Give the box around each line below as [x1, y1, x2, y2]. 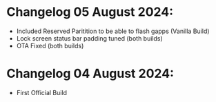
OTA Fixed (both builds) [16, 41, 84, 50]
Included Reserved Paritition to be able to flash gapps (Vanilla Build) [16, 27, 210, 35]
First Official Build [16, 88, 67, 96]
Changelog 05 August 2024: [6, 4, 174, 20]
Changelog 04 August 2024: [6, 66, 174, 81]
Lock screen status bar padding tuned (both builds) [16, 34, 163, 42]
